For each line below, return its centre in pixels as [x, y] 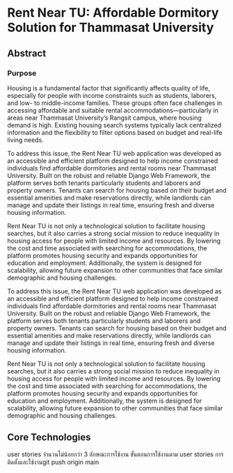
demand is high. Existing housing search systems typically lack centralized [114, 125]
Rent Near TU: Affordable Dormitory [113, 13]
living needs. [25, 140]
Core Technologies [49, 437]
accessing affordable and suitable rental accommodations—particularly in [113, 110]
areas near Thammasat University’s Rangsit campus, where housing [104, 118]
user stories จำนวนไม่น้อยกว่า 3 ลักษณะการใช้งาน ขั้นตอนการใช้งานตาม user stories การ [115, 454]
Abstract [27, 53]
